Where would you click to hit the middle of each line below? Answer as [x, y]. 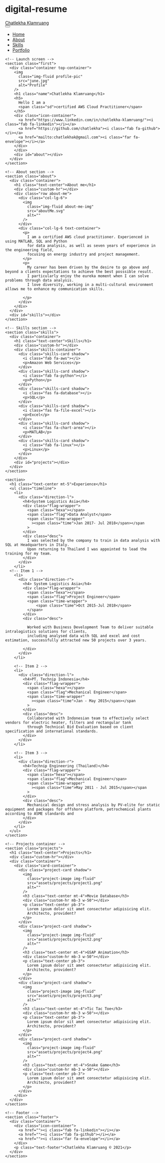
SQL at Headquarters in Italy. [37, 545]
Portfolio [21, 50]
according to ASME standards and [40, 814]
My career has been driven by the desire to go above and [88, 267]
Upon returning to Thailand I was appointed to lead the [87, 549]
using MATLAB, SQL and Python [36, 241]
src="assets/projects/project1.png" [65, 883]
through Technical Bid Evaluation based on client [80, 727]
